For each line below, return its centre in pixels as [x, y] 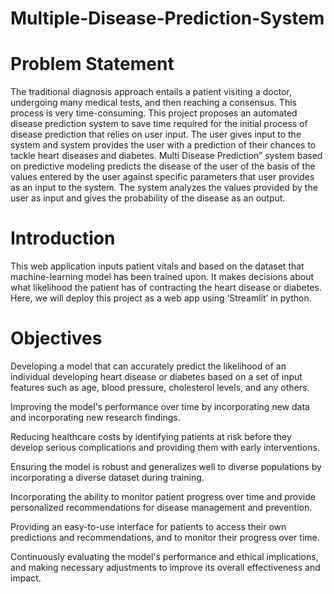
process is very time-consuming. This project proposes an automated [154, 113]
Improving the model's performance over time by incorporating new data [160, 406]
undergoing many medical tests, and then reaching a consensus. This [153, 103]
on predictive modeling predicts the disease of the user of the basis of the [163, 166]
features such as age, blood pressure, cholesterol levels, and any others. [160, 387]
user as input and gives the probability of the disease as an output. [148, 198]
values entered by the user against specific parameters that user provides [162, 177]
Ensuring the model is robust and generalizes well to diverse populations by [166, 466]
